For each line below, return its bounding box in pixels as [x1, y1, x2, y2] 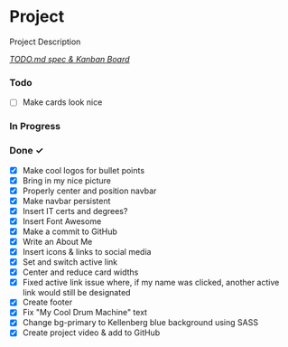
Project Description [9, 36, 81, 47]
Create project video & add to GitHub [22, 327, 161, 338]
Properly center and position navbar [22, 185, 157, 196]
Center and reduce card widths [22, 267, 139, 277]
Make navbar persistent [22, 195, 111, 206]
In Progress [9, 120, 61, 133]
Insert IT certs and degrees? [22, 205, 128, 216]
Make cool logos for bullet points [22, 164, 145, 175]
